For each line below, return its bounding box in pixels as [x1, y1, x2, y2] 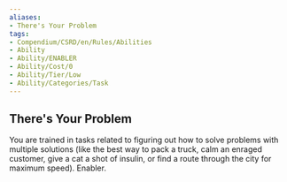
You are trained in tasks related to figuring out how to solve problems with [9, 134, 279, 146]
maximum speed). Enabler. [9, 163, 106, 173]
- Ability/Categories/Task [9, 79, 109, 87]
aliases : [9, 12, 42, 22]
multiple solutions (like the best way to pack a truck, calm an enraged [9, 144, 263, 155]
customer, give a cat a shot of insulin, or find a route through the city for [9, 154, 272, 164]
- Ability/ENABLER [9, 54, 77, 63]
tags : [9, 29, 29, 38]
